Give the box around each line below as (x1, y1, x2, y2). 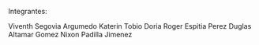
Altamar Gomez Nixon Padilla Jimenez (8, 30, 133, 39)
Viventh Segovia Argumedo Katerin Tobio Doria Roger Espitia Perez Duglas (8, 22, 252, 30)
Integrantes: (8, 7, 47, 16)
